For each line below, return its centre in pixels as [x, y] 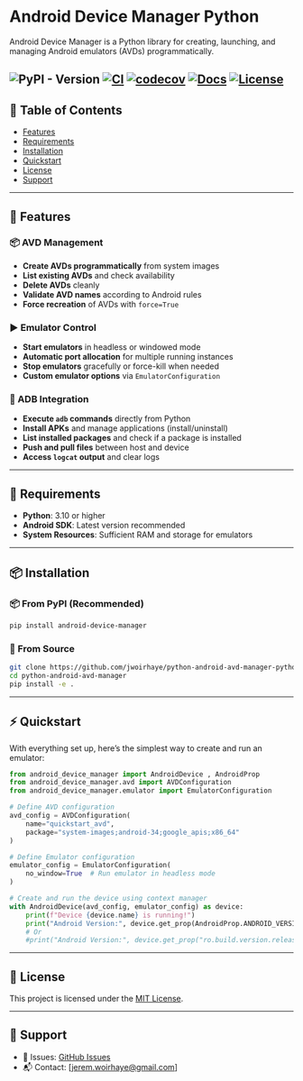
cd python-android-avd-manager [68, 675]
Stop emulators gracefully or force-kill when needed [120, 366]
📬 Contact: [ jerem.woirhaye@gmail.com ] [100, 1067]
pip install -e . [42, 684]
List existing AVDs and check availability [99, 275]
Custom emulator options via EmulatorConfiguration [121, 376]
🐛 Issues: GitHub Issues [66, 1057]
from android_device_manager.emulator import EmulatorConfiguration [141, 791]
